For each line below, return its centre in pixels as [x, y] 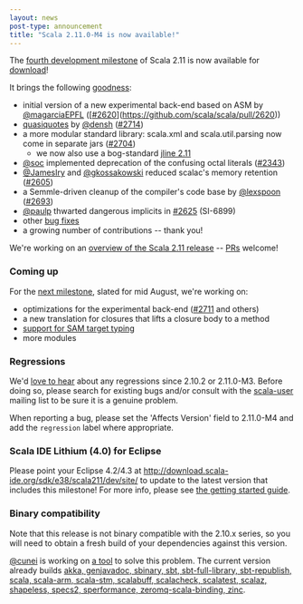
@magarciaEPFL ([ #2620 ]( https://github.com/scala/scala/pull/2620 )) [151, 115]
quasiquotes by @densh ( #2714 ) [83, 124]
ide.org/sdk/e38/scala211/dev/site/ [74, 481]
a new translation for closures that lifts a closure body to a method [146, 318]
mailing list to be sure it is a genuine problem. [94, 400]
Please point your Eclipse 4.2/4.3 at [76, 471]
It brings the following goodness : [71, 88]
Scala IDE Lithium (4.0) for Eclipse [85, 451]
